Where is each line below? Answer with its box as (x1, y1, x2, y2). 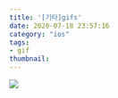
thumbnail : (9, 54, 50, 63)
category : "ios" (9, 29, 70, 38)
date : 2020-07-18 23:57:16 (9, 21, 110, 30)
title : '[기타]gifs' (9, 12, 82, 22)
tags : (9, 37, 29, 47)
